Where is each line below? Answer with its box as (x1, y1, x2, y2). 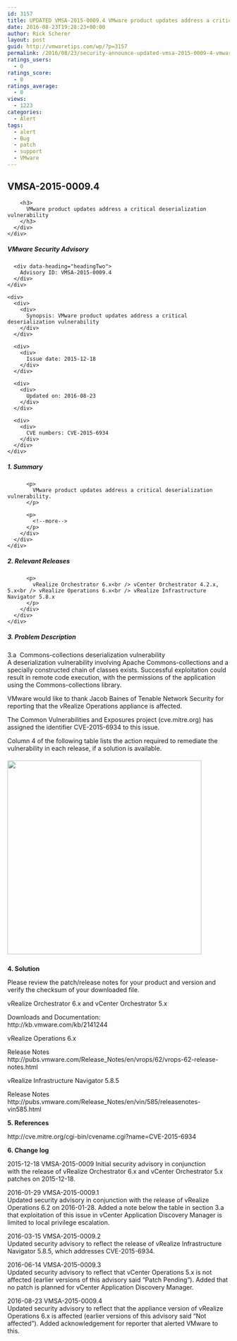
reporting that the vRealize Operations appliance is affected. (7, 702, 182, 710)
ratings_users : (7, 56, 52, 63)
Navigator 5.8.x (7, 593, 55, 600)
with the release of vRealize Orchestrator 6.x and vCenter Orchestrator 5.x (7, 1167, 224, 1175)
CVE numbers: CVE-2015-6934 (25, 429, 109, 436)
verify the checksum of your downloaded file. (7, 985, 140, 994)
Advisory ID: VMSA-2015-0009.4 (20, 269, 112, 276)
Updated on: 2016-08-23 (25, 392, 97, 399)
